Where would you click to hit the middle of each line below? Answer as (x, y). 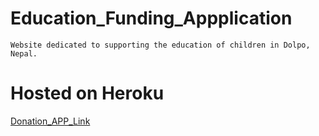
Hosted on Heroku (87, 93)
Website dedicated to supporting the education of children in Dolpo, (160, 45)
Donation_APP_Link (50, 121)
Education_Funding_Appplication (151, 18)
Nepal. (24, 53)
